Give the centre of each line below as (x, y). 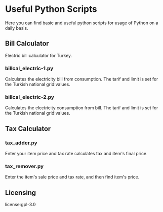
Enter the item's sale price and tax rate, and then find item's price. (72, 177)
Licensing (20, 192)
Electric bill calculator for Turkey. (39, 55)
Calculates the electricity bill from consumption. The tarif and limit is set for (81, 79)
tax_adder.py (21, 143)
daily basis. (17, 28)
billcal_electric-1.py (29, 68)
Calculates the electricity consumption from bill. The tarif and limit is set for (81, 108)
